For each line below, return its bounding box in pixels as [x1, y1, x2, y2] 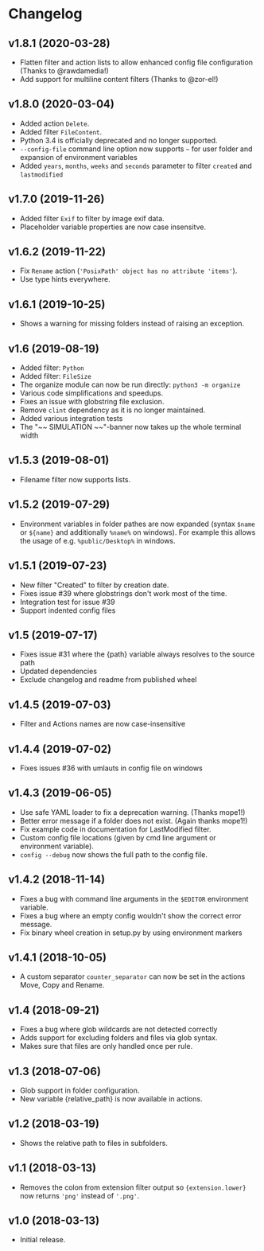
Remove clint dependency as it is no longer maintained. [19, 405, 206, 415]
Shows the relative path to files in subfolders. [19, 1138, 169, 1148]
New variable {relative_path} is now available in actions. [19, 1094, 203, 1103]
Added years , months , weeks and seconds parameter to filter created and [19, 161, 252, 170]
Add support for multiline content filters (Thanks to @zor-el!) [19, 75, 219, 84]
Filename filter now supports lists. [19, 474, 131, 484]
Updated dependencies [19, 666, 98, 676]
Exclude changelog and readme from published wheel [19, 675, 197, 684]
